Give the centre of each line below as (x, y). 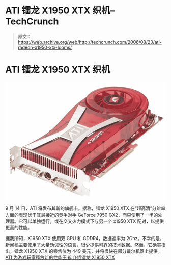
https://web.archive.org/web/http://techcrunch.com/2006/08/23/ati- (90, 42)
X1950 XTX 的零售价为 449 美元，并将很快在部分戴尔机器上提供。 (93, 251)
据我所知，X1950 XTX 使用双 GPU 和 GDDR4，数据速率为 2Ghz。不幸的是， (85, 238)
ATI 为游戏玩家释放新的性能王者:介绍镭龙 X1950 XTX (60, 257)
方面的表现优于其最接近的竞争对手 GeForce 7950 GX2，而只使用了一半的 (82, 215)
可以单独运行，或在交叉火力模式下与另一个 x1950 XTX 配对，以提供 (93, 221)
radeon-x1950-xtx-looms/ (45, 47)
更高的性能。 (19, 228)
